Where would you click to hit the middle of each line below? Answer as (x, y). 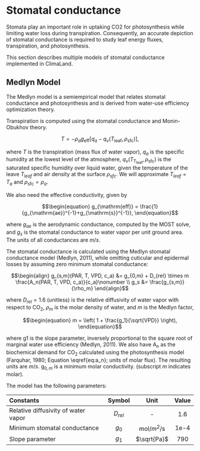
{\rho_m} (82, 288)
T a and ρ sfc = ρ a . (27, 183)
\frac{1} (149, 206)
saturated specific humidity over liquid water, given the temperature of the (97, 168)
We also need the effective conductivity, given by (67, 195)
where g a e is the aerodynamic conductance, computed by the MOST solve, (99, 225)
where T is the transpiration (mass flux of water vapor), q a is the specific (95, 152)
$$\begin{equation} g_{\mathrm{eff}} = (90, 206)
